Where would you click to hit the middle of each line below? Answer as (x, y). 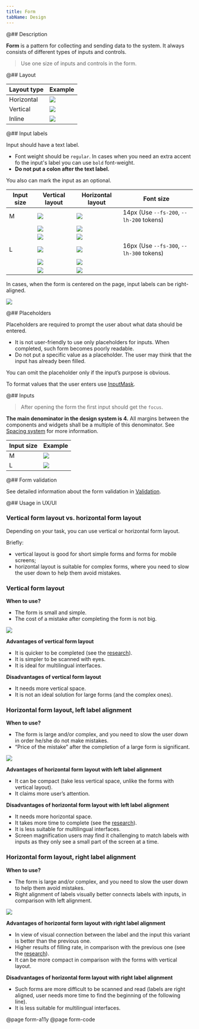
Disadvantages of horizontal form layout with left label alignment (88, 805)
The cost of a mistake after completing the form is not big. (86, 619)
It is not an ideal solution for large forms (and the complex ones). (94, 695)
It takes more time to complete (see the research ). (76, 823)
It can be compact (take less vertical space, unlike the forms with (94, 781)
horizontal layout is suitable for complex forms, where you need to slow (102, 566)
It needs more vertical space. (50, 688)
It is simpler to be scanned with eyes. (60, 659)
